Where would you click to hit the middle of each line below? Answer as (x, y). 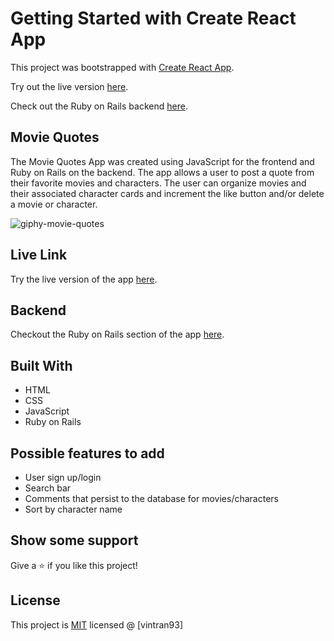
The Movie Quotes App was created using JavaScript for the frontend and (162, 161)
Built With (41, 365)
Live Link (39, 255)
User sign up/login (63, 477)
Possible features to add (87, 453)
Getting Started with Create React (153, 18)
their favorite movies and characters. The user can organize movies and (158, 183)
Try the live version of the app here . (84, 279)
